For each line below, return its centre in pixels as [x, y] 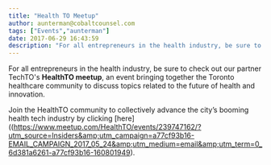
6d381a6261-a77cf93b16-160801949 [69, 153]
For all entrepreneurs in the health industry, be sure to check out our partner [135, 68]
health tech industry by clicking [60, 118]
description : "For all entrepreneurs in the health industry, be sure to [135, 46]
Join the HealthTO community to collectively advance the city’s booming [129, 110]
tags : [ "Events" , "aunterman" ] [59, 31]
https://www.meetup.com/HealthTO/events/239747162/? [107, 127]
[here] [124, 118]
